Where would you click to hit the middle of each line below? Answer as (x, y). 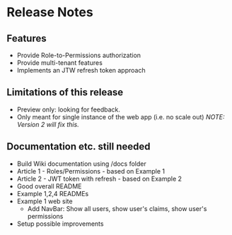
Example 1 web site (45, 201)
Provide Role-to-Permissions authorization (79, 55)
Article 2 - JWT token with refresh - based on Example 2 (99, 179)
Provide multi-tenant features (60, 63)
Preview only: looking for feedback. (69, 109)
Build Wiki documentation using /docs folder (81, 164)
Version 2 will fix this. (48, 124)
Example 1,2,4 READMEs (53, 193)
